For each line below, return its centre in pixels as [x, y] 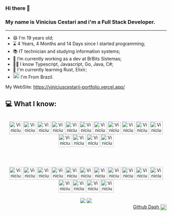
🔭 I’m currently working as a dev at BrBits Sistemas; [67, 59]
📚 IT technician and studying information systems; [66, 51]
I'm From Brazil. [37, 77]
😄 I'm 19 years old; [33, 38]
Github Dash [146, 207]
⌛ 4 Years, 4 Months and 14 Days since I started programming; [79, 44]
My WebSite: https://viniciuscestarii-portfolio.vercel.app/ [65, 87]
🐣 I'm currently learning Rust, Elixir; [50, 70]
